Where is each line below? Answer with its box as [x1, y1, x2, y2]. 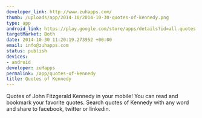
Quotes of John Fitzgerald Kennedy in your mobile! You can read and [6, 93, 178, 100]
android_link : [6, 25, 42, 32]
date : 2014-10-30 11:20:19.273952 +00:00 [6, 37, 112, 43]
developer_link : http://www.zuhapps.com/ [6, 8, 112, 15]
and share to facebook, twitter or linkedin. [6, 105, 111, 113]
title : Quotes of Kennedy [6, 76, 71, 82]
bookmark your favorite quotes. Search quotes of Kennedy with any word [6, 99, 189, 106]
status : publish [6, 48, 47, 54]
